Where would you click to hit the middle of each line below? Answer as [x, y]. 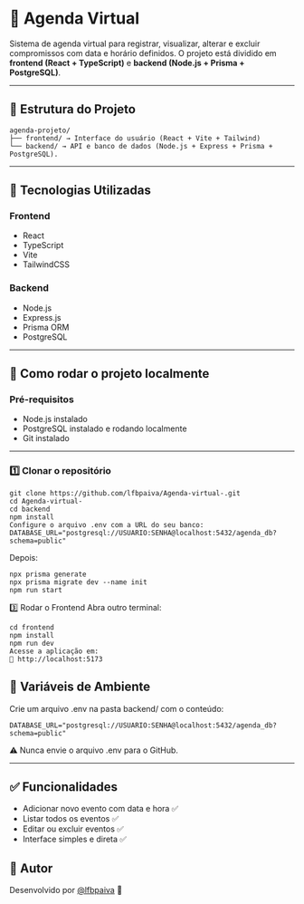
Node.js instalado [55, 419]
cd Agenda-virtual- [46, 501]
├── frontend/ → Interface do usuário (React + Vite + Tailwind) [135, 138]
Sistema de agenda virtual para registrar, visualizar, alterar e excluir [135, 43]
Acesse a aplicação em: [54, 651]
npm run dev [32, 643]
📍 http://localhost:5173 [56, 659]
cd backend [30, 509]
